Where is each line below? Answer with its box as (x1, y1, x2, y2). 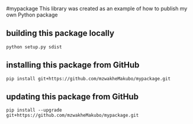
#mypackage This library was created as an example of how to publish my (6, 5, 188, 12)
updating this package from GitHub (6, 92, 139, 102)
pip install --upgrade (6, 107, 62, 113)
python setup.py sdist (6, 44, 62, 50)
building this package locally (6, 28, 114, 38)
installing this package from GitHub (6, 60, 140, 70)
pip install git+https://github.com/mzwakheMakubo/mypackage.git (6, 76, 171, 81)
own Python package (6, 11, 58, 18)
